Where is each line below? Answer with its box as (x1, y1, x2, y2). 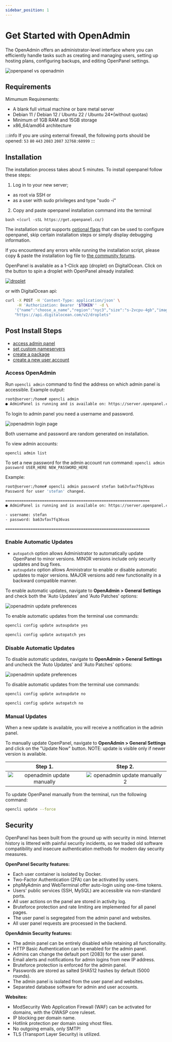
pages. (12, 909, 28, 915)
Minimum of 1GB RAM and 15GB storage (12, 117, 97, 123)
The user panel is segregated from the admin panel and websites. (12, 914, 152, 921)
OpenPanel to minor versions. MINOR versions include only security (12, 555, 156, 562)
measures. (5, 851, 28, 857)
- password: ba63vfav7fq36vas (5, 517, 70, 522)
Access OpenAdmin (5, 369, 56, 376)
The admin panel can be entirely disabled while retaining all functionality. (12, 940, 167, 946)
